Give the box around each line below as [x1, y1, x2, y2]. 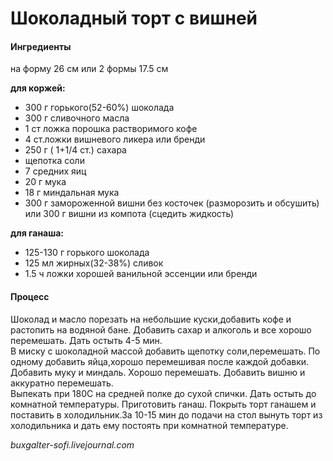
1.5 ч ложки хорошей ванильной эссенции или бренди [24, 268, 258, 280]
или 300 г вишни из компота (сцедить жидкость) [24, 208, 235, 220]
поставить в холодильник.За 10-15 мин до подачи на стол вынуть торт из [10, 408, 323, 421]
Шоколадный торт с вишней [10, 7, 258, 30]
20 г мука [24, 176, 67, 188]
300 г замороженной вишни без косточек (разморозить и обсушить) [24, 197, 320, 209]
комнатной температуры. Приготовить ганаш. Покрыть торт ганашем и [10, 398, 317, 410]
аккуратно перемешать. [10, 377, 114, 389]
